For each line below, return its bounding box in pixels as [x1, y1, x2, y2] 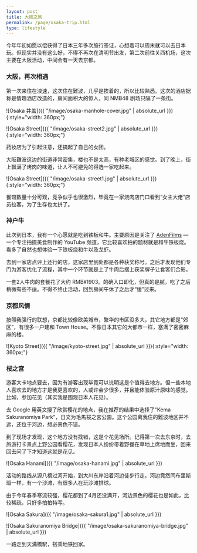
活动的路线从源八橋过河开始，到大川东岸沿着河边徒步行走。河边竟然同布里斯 [6, 472, 191, 479]
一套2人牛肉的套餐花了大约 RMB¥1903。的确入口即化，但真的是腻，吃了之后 [6, 278, 191, 285]
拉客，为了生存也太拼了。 [11, 200, 73, 207]
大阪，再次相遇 [6, 73, 49, 81]
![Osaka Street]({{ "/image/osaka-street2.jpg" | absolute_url [6, 125, 151, 132]
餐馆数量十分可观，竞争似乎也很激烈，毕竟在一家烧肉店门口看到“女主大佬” [6, 193, 186, 200]
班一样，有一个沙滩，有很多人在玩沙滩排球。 [6, 480, 114, 487]
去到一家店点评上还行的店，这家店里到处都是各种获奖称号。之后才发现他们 [6, 258, 186, 265]
